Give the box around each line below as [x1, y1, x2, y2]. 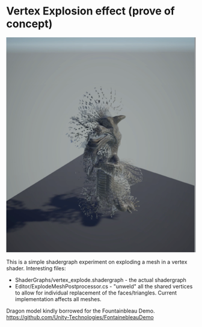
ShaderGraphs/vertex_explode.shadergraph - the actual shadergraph [14, 276, 186, 284]
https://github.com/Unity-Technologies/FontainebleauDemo [6, 314, 155, 321]
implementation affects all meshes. [14, 296, 102, 303]
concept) [6, 17, 53, 31]
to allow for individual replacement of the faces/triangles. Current [14, 289, 177, 296]
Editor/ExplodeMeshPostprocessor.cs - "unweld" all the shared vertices [14, 283, 193, 290]
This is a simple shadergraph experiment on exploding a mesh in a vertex [6, 258, 188, 266]
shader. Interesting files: [6, 265, 66, 272]
